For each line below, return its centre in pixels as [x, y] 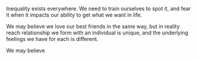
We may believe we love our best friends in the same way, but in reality [93, 26]
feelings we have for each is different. [53, 39]
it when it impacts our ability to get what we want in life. [74, 15]
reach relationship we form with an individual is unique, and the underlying [97, 33]
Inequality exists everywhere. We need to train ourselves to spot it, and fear [99, 9]
